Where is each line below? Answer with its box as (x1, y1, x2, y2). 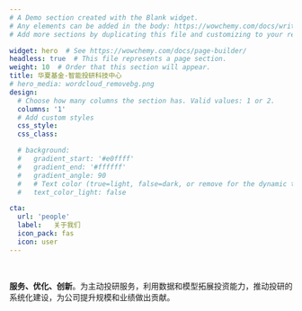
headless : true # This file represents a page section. (9, 55, 227, 64)
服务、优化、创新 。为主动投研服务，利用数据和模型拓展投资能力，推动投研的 (9, 280, 293, 291)
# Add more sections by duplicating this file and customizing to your (9, 30, 283, 39)
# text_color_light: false (17, 188, 127, 197)
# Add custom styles (17, 113, 94, 122)
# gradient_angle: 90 (17, 171, 106, 180)
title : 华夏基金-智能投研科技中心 (9, 71, 122, 81)
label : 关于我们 (17, 221, 81, 230)
